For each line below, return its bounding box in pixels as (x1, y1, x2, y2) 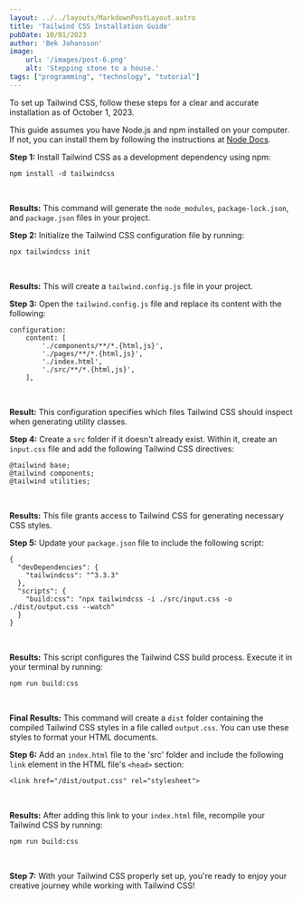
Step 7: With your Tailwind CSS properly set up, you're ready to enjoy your (9, 870, 288, 881)
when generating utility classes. (9, 416, 128, 427)
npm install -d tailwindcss (9, 169, 116, 178)
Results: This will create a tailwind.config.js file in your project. (9, 280, 253, 291)
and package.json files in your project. (9, 212, 151, 223)
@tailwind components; (9, 469, 95, 478)
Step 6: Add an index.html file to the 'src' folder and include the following (9, 749, 284, 760)
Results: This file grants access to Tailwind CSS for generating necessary (9, 509, 285, 521)
